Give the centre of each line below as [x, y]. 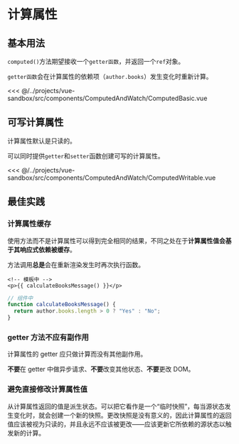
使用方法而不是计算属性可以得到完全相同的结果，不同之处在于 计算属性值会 [116, 240]
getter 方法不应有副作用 [48, 337]
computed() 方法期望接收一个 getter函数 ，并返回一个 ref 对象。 [96, 61]
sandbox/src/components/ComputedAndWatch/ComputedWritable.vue [112, 178]
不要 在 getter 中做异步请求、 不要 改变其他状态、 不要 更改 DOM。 [101, 369]
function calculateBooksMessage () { [62, 305]
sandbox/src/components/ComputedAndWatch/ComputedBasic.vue [107, 98]
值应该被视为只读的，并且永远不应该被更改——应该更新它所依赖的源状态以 [116, 424]
